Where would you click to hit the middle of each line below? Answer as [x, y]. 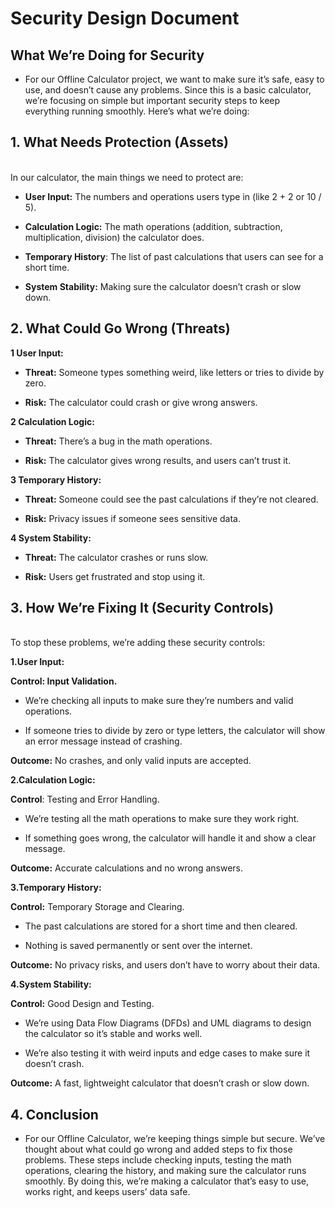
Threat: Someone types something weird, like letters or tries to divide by [174, 372]
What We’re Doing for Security [107, 55]
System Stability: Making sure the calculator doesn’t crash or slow [163, 286]
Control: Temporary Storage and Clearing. [97, 907]
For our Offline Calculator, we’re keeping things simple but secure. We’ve [175, 1139]
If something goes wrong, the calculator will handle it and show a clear [170, 838]
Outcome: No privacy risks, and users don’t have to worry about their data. [165, 965]
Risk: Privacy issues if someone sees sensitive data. [133, 518]
